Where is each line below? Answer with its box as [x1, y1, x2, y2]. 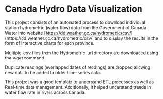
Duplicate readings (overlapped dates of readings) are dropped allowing [5, 64, 151, 70]
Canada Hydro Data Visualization [5, 3, 143, 15]
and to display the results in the [94, 35, 158, 41]
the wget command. [5, 55, 46, 60]
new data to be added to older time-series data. [5, 69, 101, 75]
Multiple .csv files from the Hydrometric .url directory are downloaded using [5, 50, 158, 56]
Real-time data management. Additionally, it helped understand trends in [5, 84, 151, 90]
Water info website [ [5, 30, 46, 36]
